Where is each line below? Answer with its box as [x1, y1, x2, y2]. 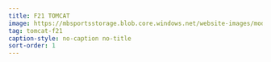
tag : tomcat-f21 [8, 27, 63, 35]
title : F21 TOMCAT [8, 11, 70, 20]
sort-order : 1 [8, 42, 56, 50]
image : [8, 19, 31, 27]
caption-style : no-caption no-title [8, 34, 131, 43]
